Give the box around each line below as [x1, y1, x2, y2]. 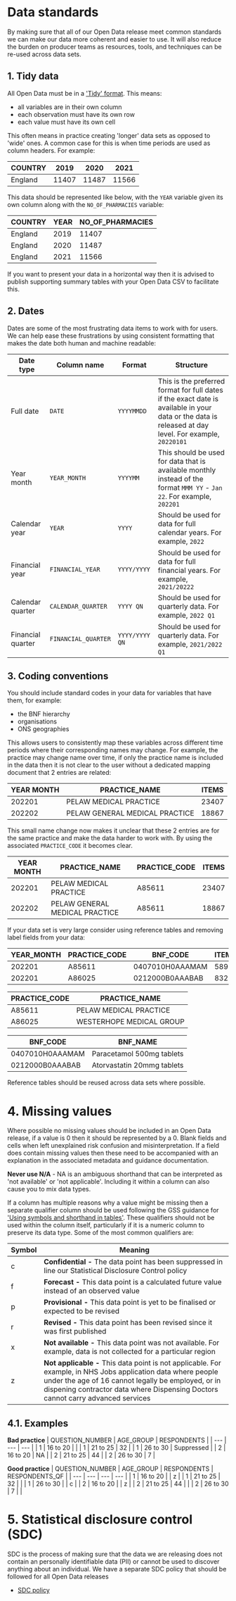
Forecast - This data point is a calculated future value [43, 1277, 223, 1287]
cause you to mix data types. [7, 1185, 91, 1194]
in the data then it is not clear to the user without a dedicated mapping [7, 761, 211, 769]
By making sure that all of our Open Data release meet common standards [7, 27, 222, 36]
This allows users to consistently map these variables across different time [7, 738, 223, 747]
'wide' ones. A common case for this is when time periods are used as [7, 139, 211, 147]
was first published [43, 1327, 107, 1336]
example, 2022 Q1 [157, 610, 216, 620]
